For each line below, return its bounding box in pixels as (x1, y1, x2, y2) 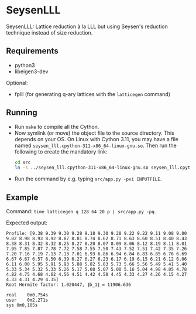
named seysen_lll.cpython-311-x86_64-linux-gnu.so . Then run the (14, 142, 177, 149)
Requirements (6, 46, 59, 56)
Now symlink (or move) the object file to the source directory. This (14, 129, 174, 136)
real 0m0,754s (6, 292, 49, 298)
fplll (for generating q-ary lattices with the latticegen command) (14, 90, 171, 97)
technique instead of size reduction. (6, 29, 93, 36)
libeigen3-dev (14, 68, 49, 75)
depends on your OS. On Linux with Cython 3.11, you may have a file (14, 135, 178, 142)
